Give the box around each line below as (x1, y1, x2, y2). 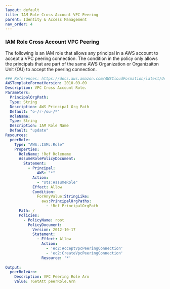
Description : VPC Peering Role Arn (14, 274, 90, 279)
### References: (5, 76, 39, 81)
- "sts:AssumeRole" (37, 180, 78, 185)
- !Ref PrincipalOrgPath (46, 204, 99, 209)
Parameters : (5, 90, 30, 95)
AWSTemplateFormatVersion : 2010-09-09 (5, 81, 87, 86)
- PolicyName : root (23, 217, 65, 222)
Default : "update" (10, 128, 49, 133)
